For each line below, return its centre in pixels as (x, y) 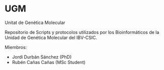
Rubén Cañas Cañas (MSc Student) (49, 62)
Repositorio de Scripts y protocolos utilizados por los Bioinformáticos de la (82, 32)
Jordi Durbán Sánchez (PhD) (42, 57)
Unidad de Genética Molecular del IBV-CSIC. (51, 37)
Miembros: (16, 47)
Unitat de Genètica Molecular (35, 22)
